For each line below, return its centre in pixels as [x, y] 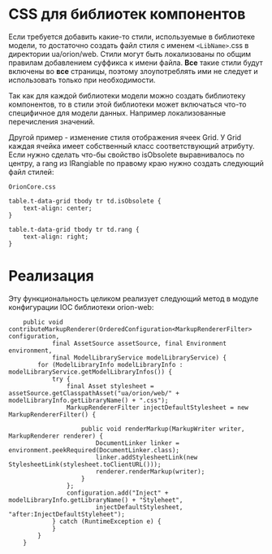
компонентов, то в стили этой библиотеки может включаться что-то [127, 104]
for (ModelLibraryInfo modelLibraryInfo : [110, 364]
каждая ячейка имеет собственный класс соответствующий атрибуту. [132, 146]
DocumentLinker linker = [138, 443]
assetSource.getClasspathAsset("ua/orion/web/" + [94, 393]
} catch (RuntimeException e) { [106, 521]
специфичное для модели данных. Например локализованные [117, 113]
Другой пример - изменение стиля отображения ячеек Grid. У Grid [125, 137]
